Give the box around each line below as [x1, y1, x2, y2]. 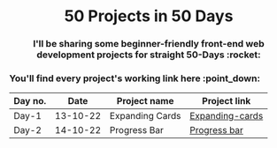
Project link [202, 95, 251, 107]
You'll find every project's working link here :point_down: [9, 72, 261, 85]
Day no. [13, 95, 47, 107]
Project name [116, 95, 174, 107]
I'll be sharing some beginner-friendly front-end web [32, 38, 265, 50]
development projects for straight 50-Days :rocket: [36, 48, 261, 61]
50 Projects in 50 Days [64, 6, 234, 26]
